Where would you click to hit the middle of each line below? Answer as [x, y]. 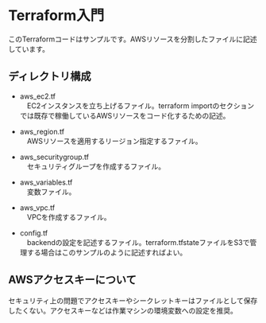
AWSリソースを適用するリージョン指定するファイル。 [114, 141]
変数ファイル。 [51, 192]
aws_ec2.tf [38, 96]
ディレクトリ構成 [50, 77]
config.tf [34, 233]
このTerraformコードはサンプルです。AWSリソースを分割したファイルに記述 [133, 39]
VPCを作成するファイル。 [69, 217]
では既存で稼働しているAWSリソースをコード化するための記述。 [125, 115]
